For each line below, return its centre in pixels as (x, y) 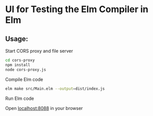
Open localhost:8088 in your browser (44, 108)
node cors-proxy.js (26, 69)
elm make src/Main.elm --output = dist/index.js (55, 89)
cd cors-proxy (20, 60)
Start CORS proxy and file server (39, 51)
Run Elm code (20, 98)
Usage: (17, 39)
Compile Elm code (24, 79)
